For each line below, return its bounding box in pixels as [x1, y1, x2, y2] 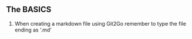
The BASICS [6, 5, 52, 15]
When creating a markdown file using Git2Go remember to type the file [14, 20, 187, 27]
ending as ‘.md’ [14, 26, 52, 33]
